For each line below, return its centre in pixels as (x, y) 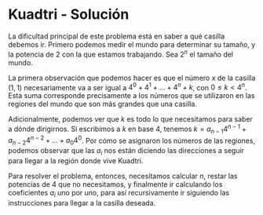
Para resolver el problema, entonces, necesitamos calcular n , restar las (123, 176)
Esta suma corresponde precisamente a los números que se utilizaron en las (131, 96)
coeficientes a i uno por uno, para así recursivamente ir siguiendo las (119, 193)
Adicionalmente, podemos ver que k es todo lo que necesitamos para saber (131, 119)
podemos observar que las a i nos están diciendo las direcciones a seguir (126, 151)
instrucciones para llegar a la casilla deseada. (82, 202)
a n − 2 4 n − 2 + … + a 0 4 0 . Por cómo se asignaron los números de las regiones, (132, 140)
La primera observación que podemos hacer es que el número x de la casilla (132, 78)
